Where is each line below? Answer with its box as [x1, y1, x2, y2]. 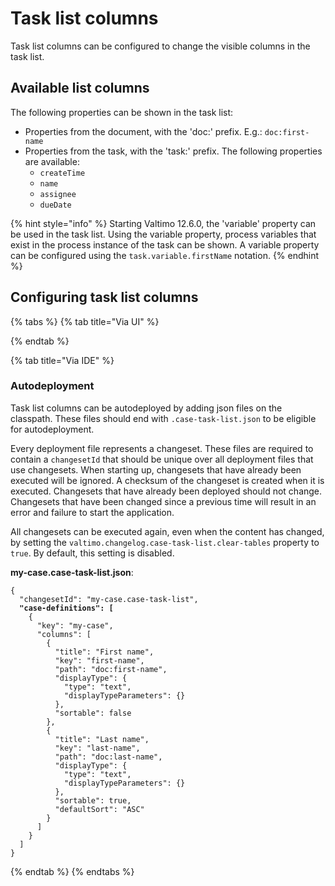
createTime [39, 168, 86, 178]
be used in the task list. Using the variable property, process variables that [10, 228, 317, 240]
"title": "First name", [54, 647, 155, 657]
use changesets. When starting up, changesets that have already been [10, 463, 302, 476]
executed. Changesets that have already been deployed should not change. [10, 485, 323, 497]
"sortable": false [54, 708, 132, 718]
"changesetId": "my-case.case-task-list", [19, 594, 199, 604]
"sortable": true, [54, 795, 132, 806]
